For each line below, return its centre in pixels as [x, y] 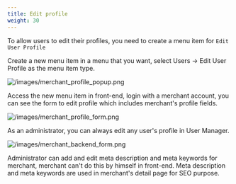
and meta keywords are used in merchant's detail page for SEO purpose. [113, 173]
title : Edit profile [38, 14]
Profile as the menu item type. [51, 68]
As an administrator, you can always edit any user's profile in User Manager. [118, 130]
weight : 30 [23, 21]
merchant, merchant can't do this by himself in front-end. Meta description [116, 165]
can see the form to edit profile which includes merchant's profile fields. [113, 103]
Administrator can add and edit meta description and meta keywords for [112, 158]
